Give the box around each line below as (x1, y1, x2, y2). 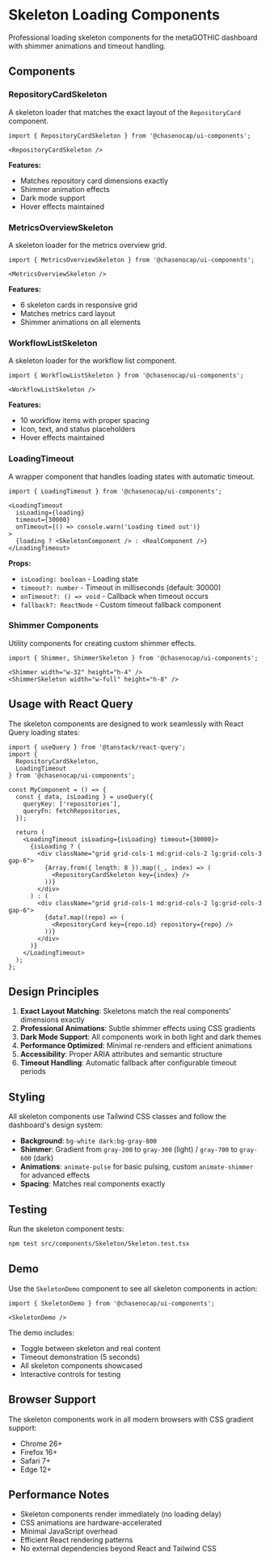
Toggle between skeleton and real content (19, 1343, 161, 1353)
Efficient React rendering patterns (19, 1535, 133, 1545)
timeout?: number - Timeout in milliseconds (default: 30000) (19, 582, 221, 592)
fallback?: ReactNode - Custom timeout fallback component (19, 600, 221, 609)
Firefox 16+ (19, 1447, 58, 1456)
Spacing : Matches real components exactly (19, 1179, 166, 1189)
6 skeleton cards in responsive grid (19, 300, 137, 310)
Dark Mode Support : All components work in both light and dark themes (19, 1032, 262, 1042)
